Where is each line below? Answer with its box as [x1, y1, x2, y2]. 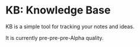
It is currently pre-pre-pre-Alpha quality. [5, 34, 104, 41]
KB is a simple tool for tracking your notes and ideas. [5, 23, 135, 30]
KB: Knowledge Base [5, 4, 111, 17]
